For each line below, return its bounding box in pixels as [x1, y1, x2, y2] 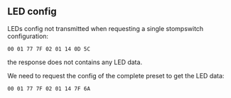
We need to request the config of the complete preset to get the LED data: [7, 71, 225, 80]
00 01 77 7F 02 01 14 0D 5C [7, 45, 91, 52]
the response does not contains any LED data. [7, 58, 143, 66]
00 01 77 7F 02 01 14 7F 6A [7, 85, 91, 92]
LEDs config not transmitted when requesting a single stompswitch [7, 24, 204, 32]
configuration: [7, 32, 48, 40]
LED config [7, 6, 57, 18]
